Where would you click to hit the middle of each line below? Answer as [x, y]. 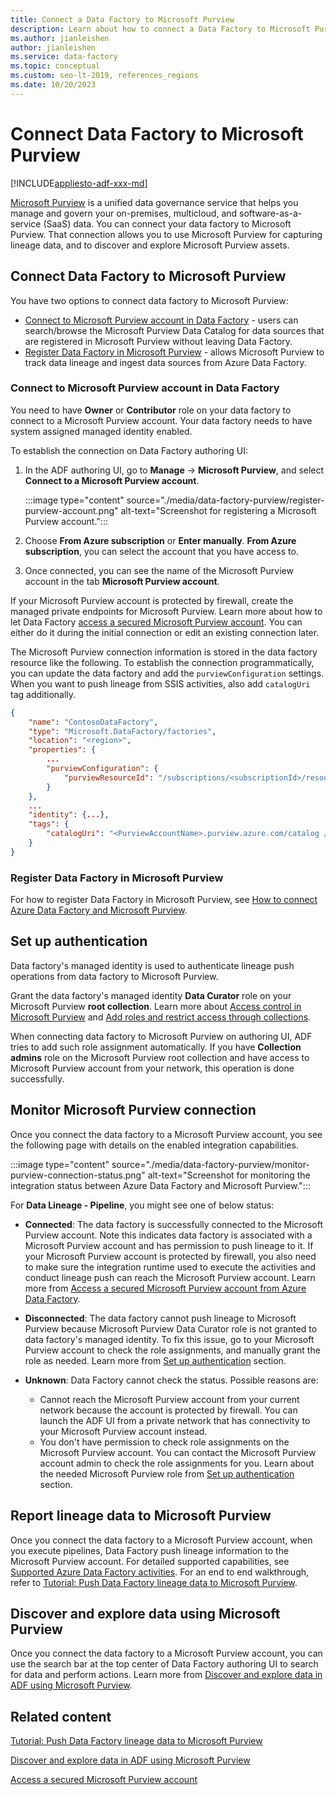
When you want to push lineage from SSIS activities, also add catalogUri [160, 683]
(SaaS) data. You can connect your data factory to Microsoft [167, 223]
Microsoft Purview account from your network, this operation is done [152, 1068]
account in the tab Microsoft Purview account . [122, 581]
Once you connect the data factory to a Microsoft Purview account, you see [166, 1134]
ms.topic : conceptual [55, 66]
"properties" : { [62, 750]
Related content [61, 1716]
